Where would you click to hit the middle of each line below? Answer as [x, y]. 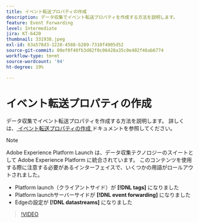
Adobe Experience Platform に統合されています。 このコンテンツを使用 [105, 160]
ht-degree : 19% [25, 67]
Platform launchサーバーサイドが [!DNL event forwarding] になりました [102, 195]
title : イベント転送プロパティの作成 [46, 12]
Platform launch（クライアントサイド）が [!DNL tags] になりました [97, 187]
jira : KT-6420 [24, 34]
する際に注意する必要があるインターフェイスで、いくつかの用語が [87, 168]
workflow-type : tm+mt [33, 56]
